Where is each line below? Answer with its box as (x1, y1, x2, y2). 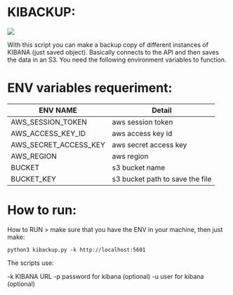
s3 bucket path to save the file (112, 174, 212, 184)
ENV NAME (38, 105, 77, 115)
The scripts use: (7, 259, 54, 267)
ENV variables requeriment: (7, 80, 173, 96)
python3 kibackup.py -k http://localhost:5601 (7, 246, 146, 253)
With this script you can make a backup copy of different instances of (7, 40, 209, 49)
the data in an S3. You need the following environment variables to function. (7, 55, 227, 64)
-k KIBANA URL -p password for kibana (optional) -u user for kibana (7, 272, 204, 280)
